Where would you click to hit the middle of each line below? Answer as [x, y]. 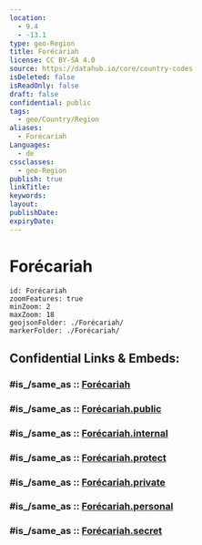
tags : [20, 111]
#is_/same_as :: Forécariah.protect [88, 458]
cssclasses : [32, 162]
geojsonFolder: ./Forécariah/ [67, 323]
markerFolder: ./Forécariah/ [65, 330]
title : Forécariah [44, 52]
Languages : [30, 145]
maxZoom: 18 [32, 314]
